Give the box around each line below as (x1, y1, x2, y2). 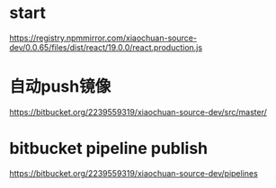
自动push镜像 (9, 76, 111, 97)
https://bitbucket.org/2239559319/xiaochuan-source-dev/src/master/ (9, 106, 268, 117)
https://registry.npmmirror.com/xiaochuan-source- (9, 32, 198, 43)
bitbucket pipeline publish (9, 139, 209, 159)
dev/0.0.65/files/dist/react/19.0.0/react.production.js (9, 41, 203, 52)
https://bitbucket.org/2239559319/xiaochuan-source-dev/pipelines (9, 167, 258, 178)
